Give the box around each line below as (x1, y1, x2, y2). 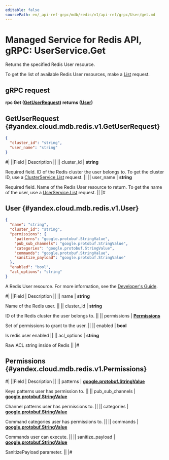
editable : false (5, 7, 40, 13)
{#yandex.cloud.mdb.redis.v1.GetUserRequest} (5, 122, 160, 131)
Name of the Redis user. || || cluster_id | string (5, 303, 103, 309)
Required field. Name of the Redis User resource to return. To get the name (5, 184, 162, 190)
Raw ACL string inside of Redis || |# (5, 342, 80, 348)
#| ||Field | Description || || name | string (5, 293, 90, 299)
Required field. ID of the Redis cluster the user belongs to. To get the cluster (5, 168, 164, 175)
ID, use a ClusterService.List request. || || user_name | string (5, 174, 132, 180)
